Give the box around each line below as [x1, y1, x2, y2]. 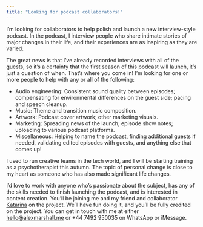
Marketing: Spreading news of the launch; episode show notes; [15, 119, 173, 127]
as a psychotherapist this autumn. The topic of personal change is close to [6, 163, 193, 171]
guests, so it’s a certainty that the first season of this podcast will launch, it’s [6, 63, 197, 70]
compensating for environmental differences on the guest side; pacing [15, 94, 191, 101]
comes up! [15, 145, 42, 153]
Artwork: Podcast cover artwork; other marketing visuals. [15, 113, 159, 120]
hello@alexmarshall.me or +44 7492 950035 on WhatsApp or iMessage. [6, 214, 187, 221]
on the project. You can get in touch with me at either [6, 207, 139, 215]
